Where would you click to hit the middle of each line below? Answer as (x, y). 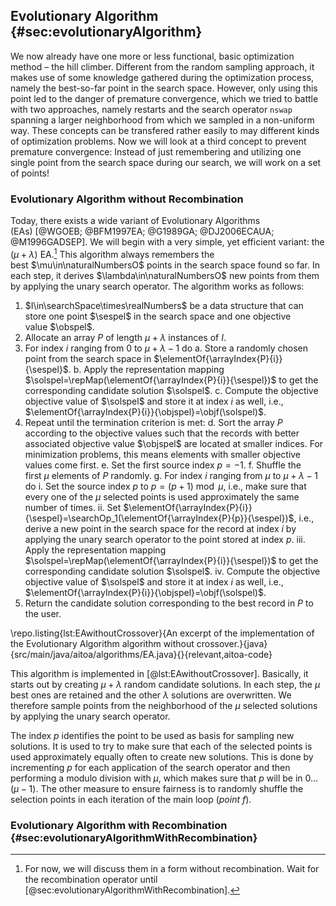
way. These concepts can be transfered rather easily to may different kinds (165, 130)
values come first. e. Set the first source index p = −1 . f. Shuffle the (163, 465)
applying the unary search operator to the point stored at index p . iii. (165, 539)
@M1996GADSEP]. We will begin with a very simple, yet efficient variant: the (167, 242)
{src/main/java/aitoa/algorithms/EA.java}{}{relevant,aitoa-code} (141, 654)
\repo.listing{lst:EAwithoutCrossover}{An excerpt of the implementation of (162, 633)
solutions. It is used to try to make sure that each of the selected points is (161, 746)
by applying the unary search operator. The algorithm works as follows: (157, 286)
